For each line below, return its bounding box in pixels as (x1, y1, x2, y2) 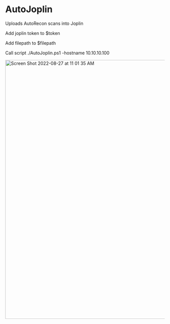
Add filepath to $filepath (5, 40, 56, 46)
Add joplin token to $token (5, 30, 61, 36)
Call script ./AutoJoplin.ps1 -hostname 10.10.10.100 (5, 50, 110, 56)
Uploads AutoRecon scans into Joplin (5, 20, 83, 26)
